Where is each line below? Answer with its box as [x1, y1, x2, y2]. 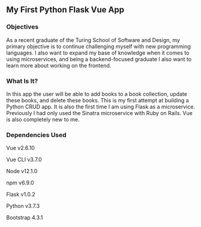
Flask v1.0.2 [6, 191, 35, 198]
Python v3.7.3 [6, 202, 40, 210]
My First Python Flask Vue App [6, 5, 125, 15]
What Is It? [6, 77, 38, 85]
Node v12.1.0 [6, 168, 38, 175]
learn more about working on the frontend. [6, 62, 112, 69]
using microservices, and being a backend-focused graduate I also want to [6, 55, 192, 62]
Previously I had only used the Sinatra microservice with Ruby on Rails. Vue [6, 109, 193, 116]
